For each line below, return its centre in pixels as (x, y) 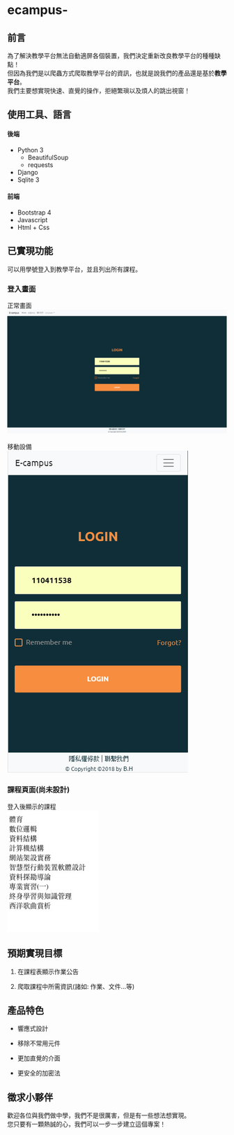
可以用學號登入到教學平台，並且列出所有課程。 (74, 269)
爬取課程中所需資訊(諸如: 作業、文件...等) (76, 986)
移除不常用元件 (39, 1043)
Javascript (32, 219)
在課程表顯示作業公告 (48, 971)
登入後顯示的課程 (32, 807)
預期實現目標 (35, 954)
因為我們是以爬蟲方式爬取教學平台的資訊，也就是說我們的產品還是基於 (114, 73)
